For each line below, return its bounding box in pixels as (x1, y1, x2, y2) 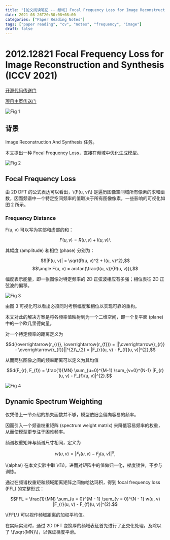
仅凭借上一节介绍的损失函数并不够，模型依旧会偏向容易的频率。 (5, 411, 139, 417)
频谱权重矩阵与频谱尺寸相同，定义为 (5, 439, 81, 445)
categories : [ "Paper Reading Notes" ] (5, 17, 85, 22)
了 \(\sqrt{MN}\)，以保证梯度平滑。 (5, 529, 79, 535)
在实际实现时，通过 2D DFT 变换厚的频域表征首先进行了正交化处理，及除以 (5, 523, 161, 529)
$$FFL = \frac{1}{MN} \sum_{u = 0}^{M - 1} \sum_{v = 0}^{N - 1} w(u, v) (10, 496, 161, 502)
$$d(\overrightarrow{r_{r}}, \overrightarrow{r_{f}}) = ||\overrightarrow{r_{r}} (6, 341, 165, 347)
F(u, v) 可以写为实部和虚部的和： (5, 226, 74, 233)
